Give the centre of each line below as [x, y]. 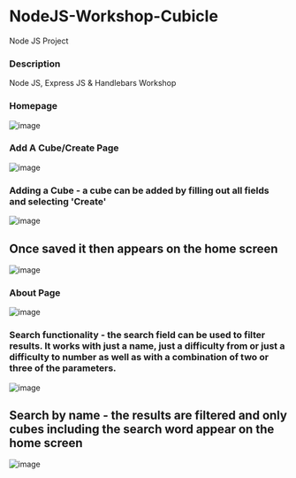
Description [35, 64]
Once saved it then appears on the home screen [144, 248]
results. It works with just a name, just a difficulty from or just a [147, 346]
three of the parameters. [63, 368]
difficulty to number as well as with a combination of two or [139, 358]
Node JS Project [39, 41]
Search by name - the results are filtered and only [148, 415]
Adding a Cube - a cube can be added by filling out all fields [139, 190]
